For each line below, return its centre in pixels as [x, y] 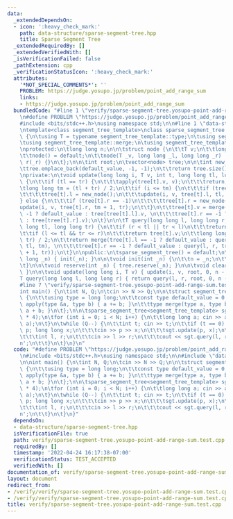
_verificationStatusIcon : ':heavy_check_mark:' [84, 72]
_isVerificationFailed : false [57, 59]
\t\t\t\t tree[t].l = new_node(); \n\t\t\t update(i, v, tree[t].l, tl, [122, 195]
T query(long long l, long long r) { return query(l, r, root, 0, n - [124, 279]
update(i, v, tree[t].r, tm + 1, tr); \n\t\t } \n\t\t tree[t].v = [113, 208]
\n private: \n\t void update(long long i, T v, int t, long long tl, [119, 175]
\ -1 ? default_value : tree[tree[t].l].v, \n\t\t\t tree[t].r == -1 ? [124, 214]
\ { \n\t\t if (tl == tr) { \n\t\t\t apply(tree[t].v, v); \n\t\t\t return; [124, 181]
